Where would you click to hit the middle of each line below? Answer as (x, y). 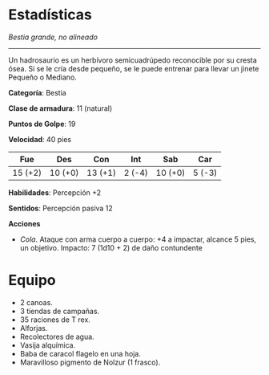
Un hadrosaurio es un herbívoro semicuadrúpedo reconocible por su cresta (133, 60)
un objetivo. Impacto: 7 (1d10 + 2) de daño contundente (111, 247)
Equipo (32, 281)
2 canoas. (36, 302)
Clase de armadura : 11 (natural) (60, 108)
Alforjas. (34, 328)
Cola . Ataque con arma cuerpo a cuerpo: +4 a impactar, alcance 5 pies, (138, 239)
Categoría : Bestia (37, 92)
